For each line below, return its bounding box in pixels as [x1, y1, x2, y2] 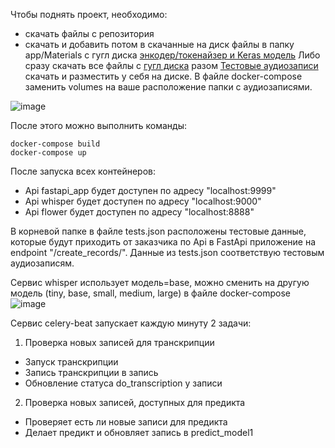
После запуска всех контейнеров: [10, 165, 157, 177]
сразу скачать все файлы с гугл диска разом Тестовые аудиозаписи [24, 60, 319, 71]
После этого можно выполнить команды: [10, 120, 187, 131]
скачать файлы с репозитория [24, 28, 155, 39]
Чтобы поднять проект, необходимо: [10, 9, 168, 20]
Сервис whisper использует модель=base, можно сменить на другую [10, 277, 310, 288]
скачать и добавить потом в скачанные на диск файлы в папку [24, 39, 295, 50]
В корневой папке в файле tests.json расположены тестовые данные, [10, 225, 307, 237]
